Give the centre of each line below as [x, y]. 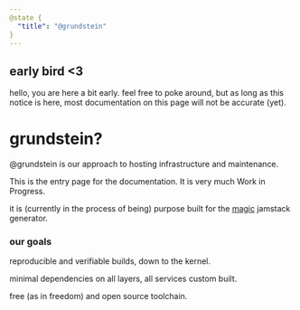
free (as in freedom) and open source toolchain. [98, 296]
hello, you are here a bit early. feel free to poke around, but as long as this [147, 93]
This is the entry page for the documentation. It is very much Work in [137, 182]
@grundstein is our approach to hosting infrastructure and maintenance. [144, 164]
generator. [28, 219]
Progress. [27, 192]
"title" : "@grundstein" [62, 26]
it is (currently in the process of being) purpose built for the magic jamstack [150, 209]
